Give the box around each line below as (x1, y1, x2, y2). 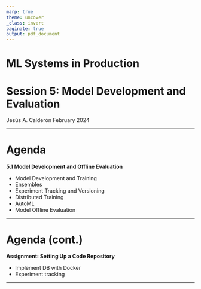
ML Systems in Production (6, 57, 139, 71)
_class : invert (6, 20, 44, 26)
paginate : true (6, 25, 44, 32)
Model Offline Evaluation (14, 206, 76, 214)
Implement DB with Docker (14, 264, 81, 272)
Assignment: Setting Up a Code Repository (6, 253, 115, 260)
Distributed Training (14, 194, 64, 201)
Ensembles (14, 181, 42, 188)
